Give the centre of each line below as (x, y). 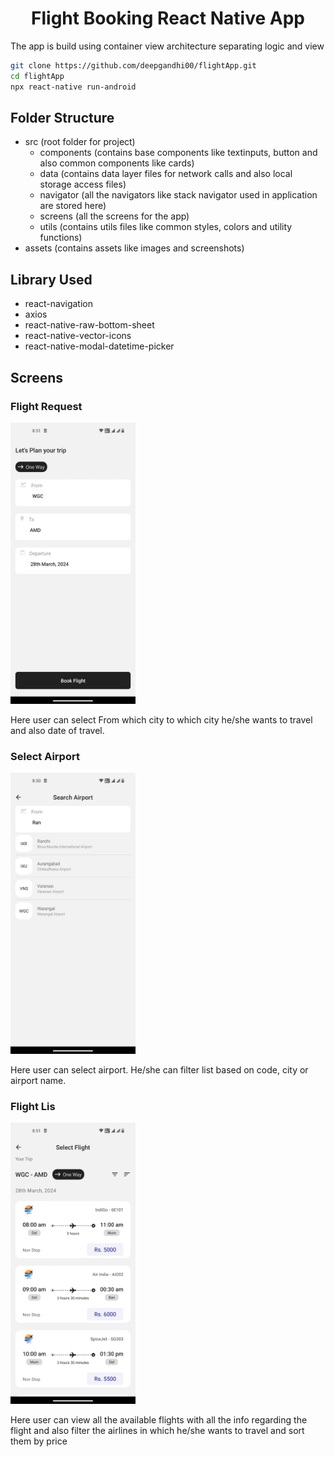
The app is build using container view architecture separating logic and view (167, 46)
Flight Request (46, 406)
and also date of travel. (57, 730)
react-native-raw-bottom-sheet (89, 325)
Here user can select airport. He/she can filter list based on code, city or (159, 1070)
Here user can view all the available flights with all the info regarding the (159, 1420)
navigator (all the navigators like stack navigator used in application (178, 195)
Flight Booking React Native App (168, 18)
